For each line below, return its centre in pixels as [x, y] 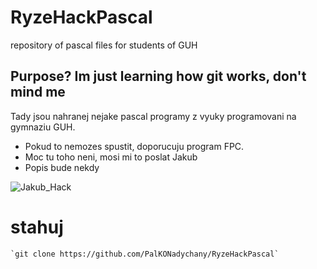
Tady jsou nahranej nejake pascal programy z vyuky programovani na [153, 116]
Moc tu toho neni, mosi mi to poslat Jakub [111, 157]
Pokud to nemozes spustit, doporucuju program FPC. [134, 146]
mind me [38, 92]
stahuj [37, 227]
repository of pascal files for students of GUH [104, 45]
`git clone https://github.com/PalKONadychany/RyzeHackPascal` [145, 254]
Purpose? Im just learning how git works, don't [158, 76]
